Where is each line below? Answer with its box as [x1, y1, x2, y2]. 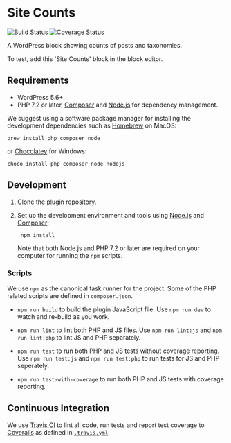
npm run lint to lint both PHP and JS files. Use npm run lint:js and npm [17, 326, 223, 334]
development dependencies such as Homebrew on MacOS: [7, 121, 177, 130]
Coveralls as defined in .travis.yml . [7, 428, 111, 436]
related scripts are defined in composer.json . [7, 291, 133, 299]
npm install [20, 232, 55, 238]
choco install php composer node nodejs [7, 160, 126, 167]
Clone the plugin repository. [17, 198, 97, 206]
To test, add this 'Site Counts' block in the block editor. [7, 54, 163, 63]
